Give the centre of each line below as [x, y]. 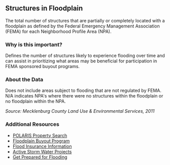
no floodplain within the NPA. [36, 102]
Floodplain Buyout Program [41, 141]
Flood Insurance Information [42, 146]
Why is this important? [34, 44]
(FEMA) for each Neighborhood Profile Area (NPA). [58, 31]
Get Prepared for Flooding [40, 157]
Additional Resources [32, 124]
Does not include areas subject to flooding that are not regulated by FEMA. [83, 90]
